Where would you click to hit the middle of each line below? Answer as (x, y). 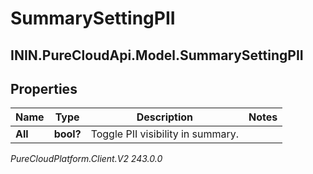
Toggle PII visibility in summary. (165, 134)
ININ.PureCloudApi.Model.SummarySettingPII (157, 55)
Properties (44, 88)
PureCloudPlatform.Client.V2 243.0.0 (86, 159)
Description (165, 117)
